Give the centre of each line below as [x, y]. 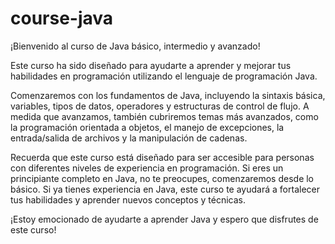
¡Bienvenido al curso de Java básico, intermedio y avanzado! [135, 46]
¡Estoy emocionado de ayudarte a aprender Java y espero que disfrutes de [164, 219]
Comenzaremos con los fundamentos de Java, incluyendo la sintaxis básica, [168, 95]
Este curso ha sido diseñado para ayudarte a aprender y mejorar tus [151, 65]
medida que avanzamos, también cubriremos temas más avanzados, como [164, 116]
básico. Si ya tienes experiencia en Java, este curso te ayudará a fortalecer [165, 189]
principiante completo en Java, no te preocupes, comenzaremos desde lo [162, 178]
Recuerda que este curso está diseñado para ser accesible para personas [162, 157]
